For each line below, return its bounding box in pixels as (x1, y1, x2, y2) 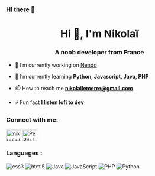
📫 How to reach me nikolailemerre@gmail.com (14, 85, 133, 92)
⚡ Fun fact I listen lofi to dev (14, 99, 84, 106)
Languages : (6, 149, 43, 157)
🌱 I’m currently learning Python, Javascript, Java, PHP (14, 73, 149, 80)
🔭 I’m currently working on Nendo (14, 61, 97, 69)
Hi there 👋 (6, 5, 35, 14)
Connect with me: (6, 116, 59, 124)
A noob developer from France (54, 48, 144, 57)
